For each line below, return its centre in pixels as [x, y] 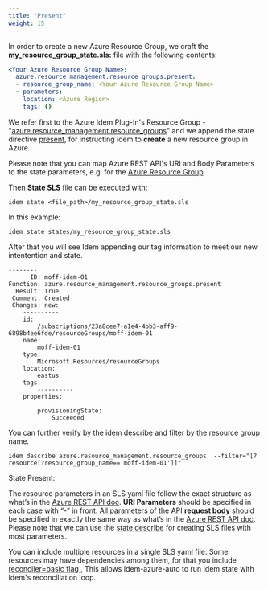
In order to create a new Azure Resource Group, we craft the [109, 46]
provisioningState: [70, 411]
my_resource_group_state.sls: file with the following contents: [113, 55]
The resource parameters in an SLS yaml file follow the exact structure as [130, 493]
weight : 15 [27, 23]
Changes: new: [35, 305]
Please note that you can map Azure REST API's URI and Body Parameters [132, 163]
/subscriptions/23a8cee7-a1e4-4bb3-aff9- [108, 326]
